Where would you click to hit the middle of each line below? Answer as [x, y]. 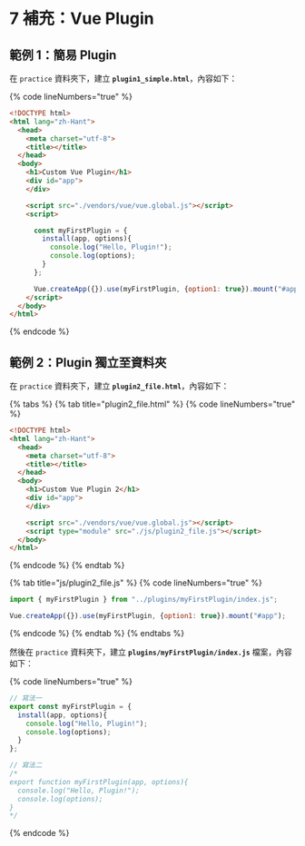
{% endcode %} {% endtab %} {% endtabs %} [97, 634]
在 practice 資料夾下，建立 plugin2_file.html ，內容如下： [119, 386]
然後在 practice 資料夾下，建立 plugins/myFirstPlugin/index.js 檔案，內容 [151, 652]
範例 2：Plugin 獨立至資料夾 [88, 363]
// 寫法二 [26, 765]
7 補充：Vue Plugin [82, 19]
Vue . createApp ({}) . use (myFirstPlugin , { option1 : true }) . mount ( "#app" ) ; [148, 616]
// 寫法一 [26, 698]
